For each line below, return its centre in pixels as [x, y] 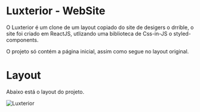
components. [22, 40]
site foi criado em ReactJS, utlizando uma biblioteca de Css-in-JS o [89, 33]
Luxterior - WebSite [56, 11]
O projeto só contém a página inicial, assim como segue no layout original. [98, 51]
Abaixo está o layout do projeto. [45, 92]
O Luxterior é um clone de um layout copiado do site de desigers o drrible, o [100, 27]
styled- [182, 33]
